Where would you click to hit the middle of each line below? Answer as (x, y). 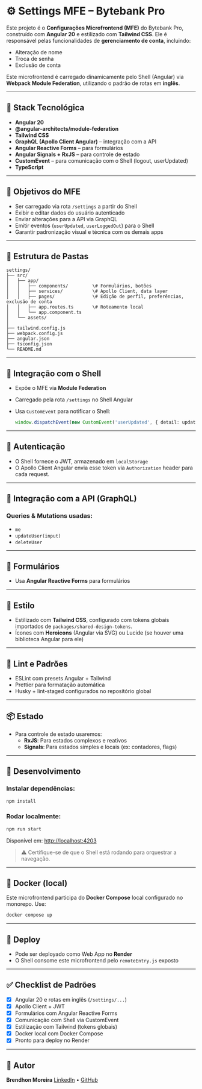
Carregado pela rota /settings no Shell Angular (74, 400)
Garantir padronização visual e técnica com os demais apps (89, 232)
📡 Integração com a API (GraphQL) (72, 499)
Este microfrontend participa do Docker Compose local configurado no (95, 898)
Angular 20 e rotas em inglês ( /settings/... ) (71, 999)
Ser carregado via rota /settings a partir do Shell (76, 206)
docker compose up (29, 915)
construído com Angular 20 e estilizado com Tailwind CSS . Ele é (87, 34)
